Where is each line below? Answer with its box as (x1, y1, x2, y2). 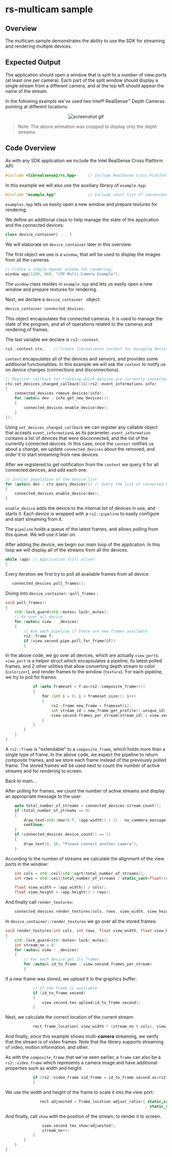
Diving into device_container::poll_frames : (5, 590, 98, 596)
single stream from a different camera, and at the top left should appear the (5, 82, 164, 88)
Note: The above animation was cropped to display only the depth (17, 123, 157, 130)
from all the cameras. (5, 257, 50, 263)
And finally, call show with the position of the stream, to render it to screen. (5, 1113, 162, 1119)
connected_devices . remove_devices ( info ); (14, 391, 104, 396)
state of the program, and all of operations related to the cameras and (5, 321, 153, 327)
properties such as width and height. (5, 1065, 83, 1071)
